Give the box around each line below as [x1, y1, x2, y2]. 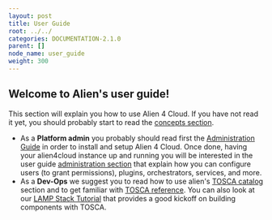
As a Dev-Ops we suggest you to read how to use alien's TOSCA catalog [19, 176, 264, 186]
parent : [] [8, 42, 45, 50]
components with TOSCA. [19, 202, 107, 212]
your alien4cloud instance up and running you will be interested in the [19, 150, 253, 160]
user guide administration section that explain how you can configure [19, 159, 252, 169]
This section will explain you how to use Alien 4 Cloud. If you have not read [8, 109, 259, 119]
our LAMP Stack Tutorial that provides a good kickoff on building [19, 193, 236, 203]
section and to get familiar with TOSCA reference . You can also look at [19, 184, 255, 195]
